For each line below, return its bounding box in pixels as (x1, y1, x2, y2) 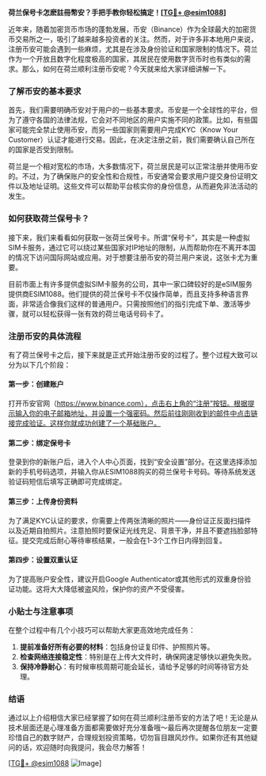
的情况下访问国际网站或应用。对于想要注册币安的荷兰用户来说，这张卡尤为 (8, 253, 251, 262)
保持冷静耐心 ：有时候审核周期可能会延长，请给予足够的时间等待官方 (19, 662, 242, 671)
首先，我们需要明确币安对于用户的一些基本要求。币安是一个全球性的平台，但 (8, 105, 258, 115)
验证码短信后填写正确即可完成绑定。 (8, 477, 127, 486)
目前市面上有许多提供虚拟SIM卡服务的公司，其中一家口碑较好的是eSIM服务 (8, 279, 253, 288)
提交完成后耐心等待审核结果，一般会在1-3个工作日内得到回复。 (21, 535, 227, 545)
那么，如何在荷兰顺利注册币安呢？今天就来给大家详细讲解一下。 (21, 64, 230, 74)
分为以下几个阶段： (8, 359, 71, 369)
